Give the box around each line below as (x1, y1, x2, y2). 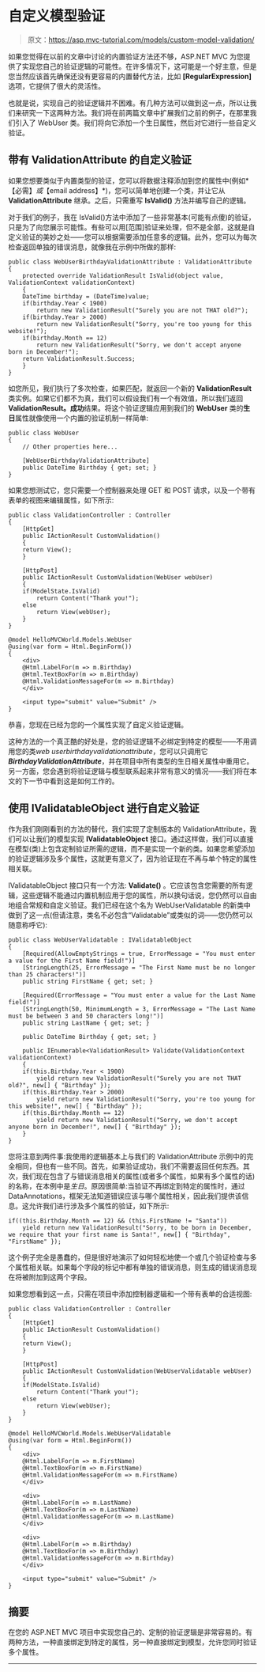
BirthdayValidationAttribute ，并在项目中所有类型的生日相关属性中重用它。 (8, 756, 254, 766)
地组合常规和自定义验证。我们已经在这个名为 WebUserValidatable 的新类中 (8, 900, 251, 910)
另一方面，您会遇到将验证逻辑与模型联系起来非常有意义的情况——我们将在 (8, 766, 250, 775)
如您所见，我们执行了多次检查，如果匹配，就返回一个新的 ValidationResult (8, 383, 252, 392)
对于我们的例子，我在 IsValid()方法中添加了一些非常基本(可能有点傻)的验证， (8, 212, 256, 222)
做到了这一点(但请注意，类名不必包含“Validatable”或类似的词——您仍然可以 (8, 910, 253, 919)
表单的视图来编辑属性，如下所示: (8, 495, 114, 505)
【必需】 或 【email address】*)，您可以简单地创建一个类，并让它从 (8, 185, 226, 195)
